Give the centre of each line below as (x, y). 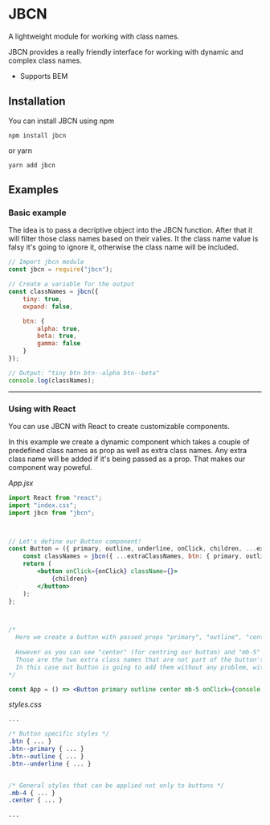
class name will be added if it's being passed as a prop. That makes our (127, 459)
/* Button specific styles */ (59, 734)
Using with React (42, 409)
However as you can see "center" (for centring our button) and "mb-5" (138, 653)
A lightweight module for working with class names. (94, 36)
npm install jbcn (37, 135)
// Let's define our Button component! (75, 541)
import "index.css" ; (43, 505)
